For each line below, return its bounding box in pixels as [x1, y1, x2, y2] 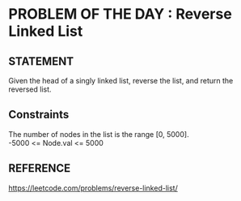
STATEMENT [8, 54, 74, 68]
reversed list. [8, 84, 52, 94]
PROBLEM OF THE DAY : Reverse [8, 5, 232, 24]
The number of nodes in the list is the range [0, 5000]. [8, 129, 189, 139]
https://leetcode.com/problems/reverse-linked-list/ [8, 183, 178, 193]
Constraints [8, 108, 70, 122]
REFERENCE [8, 161, 71, 175]
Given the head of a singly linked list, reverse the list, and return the [8, 76, 234, 85]
